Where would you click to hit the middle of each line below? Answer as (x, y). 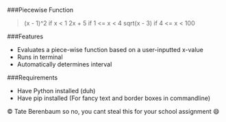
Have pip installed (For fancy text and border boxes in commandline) (114, 98)
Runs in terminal (40, 57)
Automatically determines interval (64, 64)
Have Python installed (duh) (56, 91)
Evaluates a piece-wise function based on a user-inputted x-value (110, 50)
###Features (25, 36)
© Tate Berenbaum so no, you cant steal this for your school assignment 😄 (113, 111)
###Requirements (33, 77)
